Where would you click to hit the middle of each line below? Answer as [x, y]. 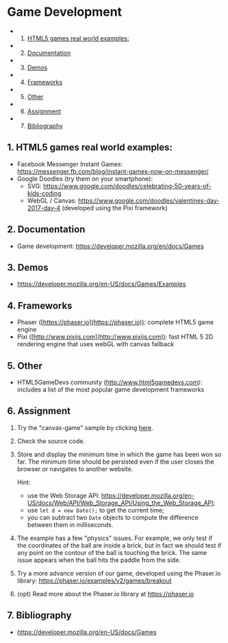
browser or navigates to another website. [75, 469]
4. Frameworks [40, 305]
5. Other [25, 366]
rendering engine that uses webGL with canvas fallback [96, 344]
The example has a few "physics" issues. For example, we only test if [115, 538]
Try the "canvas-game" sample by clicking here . [85, 427]
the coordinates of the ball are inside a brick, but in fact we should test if [119, 545]
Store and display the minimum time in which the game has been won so [119, 454]
